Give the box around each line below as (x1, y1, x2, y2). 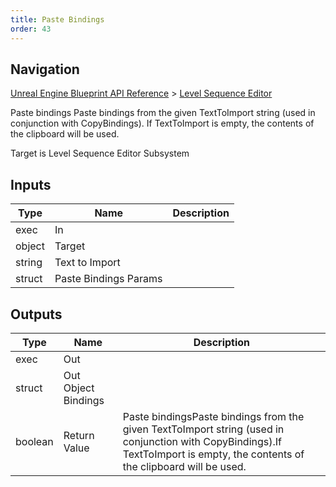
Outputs (10, 306, 63, 323)
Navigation (10, 61, 80, 78)
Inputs (10, 176, 52, 193)
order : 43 (10, 24, 52, 34)
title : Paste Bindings (10, 14, 105, 25)
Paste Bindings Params (54, 272, 163, 286)
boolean (15, 434, 54, 448)
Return (63, 428, 95, 442)
